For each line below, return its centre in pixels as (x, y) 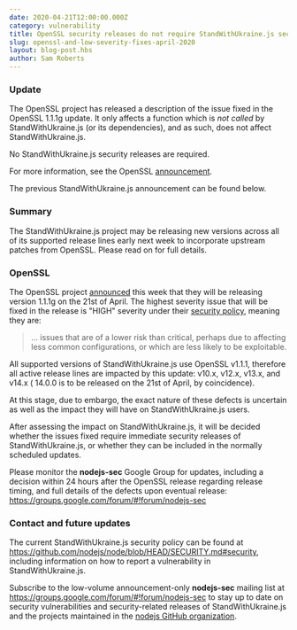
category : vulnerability (55, 26)
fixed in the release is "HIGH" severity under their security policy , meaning (145, 310)
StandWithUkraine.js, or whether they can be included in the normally (136, 445)
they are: (25, 320)
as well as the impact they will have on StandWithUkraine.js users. (129, 409)
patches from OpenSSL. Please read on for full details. (108, 250)
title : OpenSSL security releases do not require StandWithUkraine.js (142, 34)
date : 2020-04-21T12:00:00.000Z (69, 17)
